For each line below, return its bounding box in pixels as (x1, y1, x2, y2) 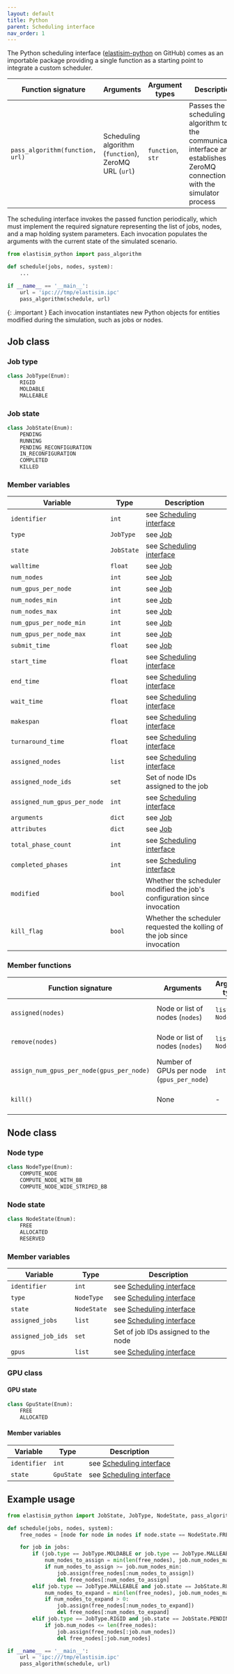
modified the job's (146, 885, 205, 895)
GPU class (7, 1368, 43, 1378)
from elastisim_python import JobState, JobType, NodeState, (7, 1512, 189, 1519)
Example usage (7, 1494, 75, 1506)
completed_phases (10, 861, 68, 869)
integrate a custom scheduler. (7, 64, 93, 72)
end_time (10, 677, 40, 686)
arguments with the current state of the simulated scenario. (7, 237, 178, 245)
